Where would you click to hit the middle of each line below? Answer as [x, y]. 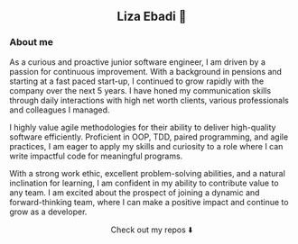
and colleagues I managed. [60, 110]
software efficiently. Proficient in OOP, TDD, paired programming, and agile [149, 137]
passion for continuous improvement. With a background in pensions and [146, 71]
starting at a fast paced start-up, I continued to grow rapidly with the [137, 81]
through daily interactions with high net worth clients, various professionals [149, 100]
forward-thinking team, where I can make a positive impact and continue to [149, 202]
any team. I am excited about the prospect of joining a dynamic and [135, 192]
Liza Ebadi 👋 [152, 17]
